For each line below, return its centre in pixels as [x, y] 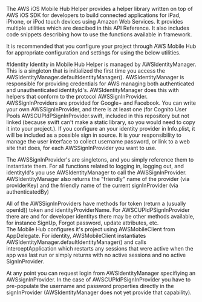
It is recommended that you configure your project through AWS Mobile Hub [101, 46]
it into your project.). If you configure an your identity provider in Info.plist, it [101, 129]
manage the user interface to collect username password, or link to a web [98, 141]
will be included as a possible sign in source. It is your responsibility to [94, 135]
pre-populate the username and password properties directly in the [90, 286]
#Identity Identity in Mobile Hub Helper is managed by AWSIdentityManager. [101, 64]
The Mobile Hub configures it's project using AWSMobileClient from [91, 229]
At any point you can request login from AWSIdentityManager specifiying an [101, 273]
